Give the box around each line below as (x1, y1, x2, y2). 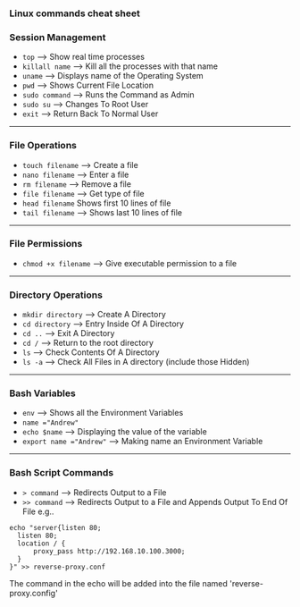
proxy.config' (9, 587, 58, 598)
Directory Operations (9, 289, 103, 301)
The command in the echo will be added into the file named (9, 577, 228, 588)
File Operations (9, 139, 78, 152)
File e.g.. (21, 506, 54, 517)
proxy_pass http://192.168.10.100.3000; (32, 546, 186, 556)
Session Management (9, 30, 106, 43)
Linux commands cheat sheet (9, 7, 140, 20)
